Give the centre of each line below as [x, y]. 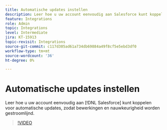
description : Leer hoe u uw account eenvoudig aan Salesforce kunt [77, 14]
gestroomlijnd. [20, 113]
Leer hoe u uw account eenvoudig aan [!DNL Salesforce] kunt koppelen [78, 103]
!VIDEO [25, 123]
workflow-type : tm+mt [28, 51]
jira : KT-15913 [21, 38]
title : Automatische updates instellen [46, 10]
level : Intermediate [27, 33]
